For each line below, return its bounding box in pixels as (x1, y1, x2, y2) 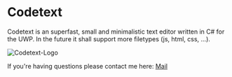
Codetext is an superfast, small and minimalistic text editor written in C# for (7, 27, 225, 36)
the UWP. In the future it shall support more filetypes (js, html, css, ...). (7, 34, 210, 43)
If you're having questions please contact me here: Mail (7, 62, 168, 70)
